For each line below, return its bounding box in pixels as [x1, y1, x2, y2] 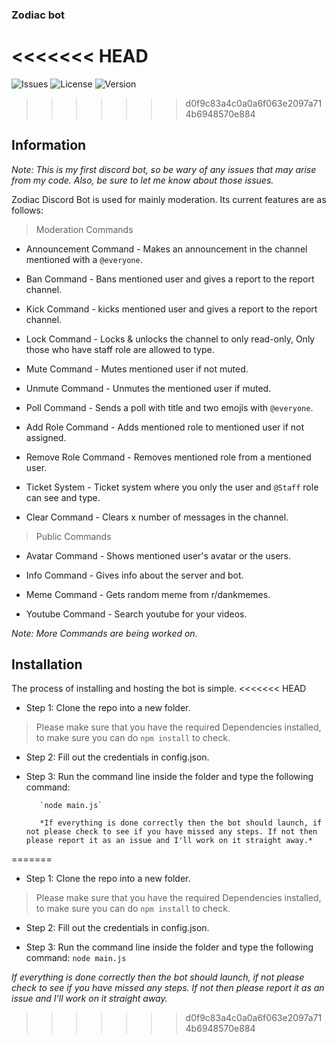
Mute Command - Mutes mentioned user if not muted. [25, 363, 249, 375]
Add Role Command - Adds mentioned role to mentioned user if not [25, 421, 305, 433]
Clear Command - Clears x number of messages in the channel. [25, 511, 289, 523]
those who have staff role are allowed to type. [25, 343, 215, 355]
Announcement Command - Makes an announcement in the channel [25, 243, 308, 255]
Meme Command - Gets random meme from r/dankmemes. [25, 588, 271, 600]
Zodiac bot [11, 8, 65, 22]
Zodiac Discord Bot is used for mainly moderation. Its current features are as [11, 193, 327, 205]
